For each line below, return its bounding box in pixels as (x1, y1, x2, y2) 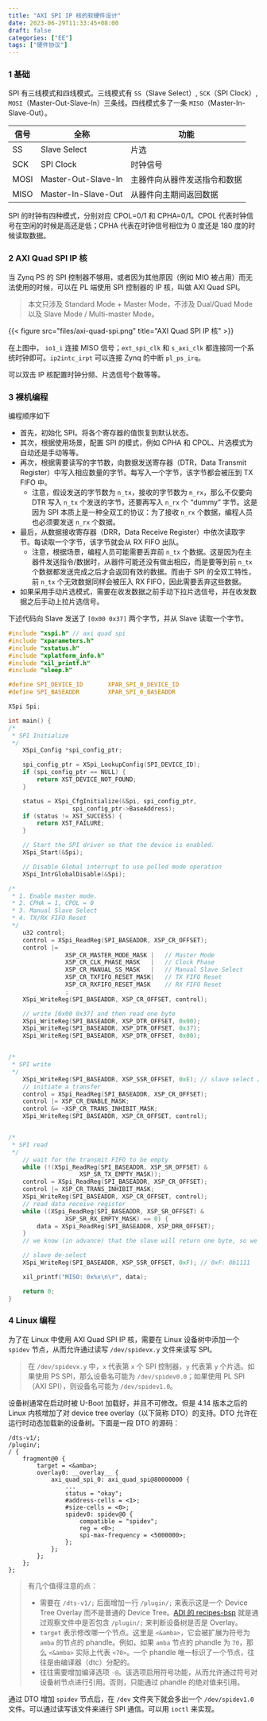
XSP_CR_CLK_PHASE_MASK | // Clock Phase (64, 958, 215, 966)
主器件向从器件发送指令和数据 (130, 174, 242, 185)
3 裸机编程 (8, 391, 48, 402)
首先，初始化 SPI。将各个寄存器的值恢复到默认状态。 (19, 428, 193, 438)
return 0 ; (22, 1287, 56, 1295)
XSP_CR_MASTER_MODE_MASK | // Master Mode (64, 951, 215, 959)
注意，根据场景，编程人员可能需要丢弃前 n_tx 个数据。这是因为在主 (31, 547, 253, 557)
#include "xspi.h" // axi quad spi (8, 629, 126, 638)
